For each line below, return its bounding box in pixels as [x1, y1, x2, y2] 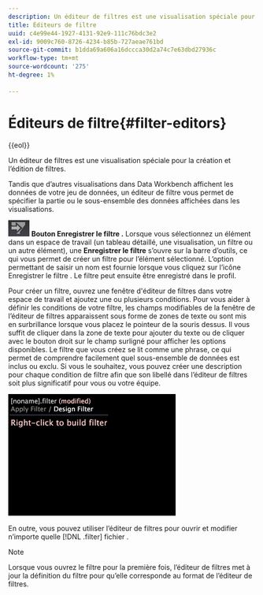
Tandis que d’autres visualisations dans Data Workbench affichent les [8, 179, 234, 188]
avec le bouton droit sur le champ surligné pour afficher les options [8, 336, 227, 346]
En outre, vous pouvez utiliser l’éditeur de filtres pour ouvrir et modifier [8, 523, 238, 533]
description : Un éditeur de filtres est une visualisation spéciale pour [8, 13, 256, 20]
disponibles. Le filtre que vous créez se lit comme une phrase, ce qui [8, 344, 232, 354]
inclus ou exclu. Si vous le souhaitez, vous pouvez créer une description [8, 361, 243, 370]
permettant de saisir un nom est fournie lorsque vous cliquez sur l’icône [8, 262, 242, 272]
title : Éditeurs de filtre [8, 20, 97, 29]
